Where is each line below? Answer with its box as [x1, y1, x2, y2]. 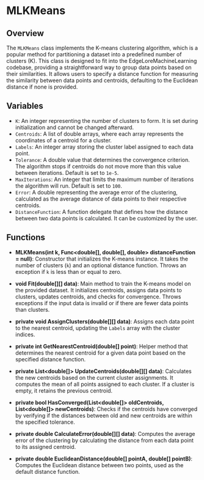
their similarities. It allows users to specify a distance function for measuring [6, 70, 199, 77]
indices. [15, 331, 35, 338]
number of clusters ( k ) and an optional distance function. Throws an [15, 261, 187, 269]
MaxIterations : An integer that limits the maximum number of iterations [15, 175, 194, 183]
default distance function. [15, 468, 81, 475]
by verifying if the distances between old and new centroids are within [15, 412, 192, 419]
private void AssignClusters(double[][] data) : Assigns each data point [15, 317, 194, 325]
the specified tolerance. [15, 418, 75, 426]
